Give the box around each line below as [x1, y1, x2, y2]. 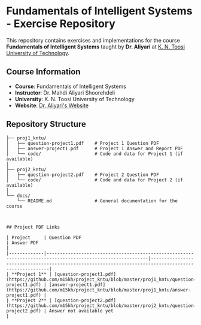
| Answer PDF [6, 239, 39, 246]
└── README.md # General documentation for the [17, 198, 178, 204]
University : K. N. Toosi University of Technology [14, 95, 135, 102]
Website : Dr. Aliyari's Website [14, 102, 89, 109]
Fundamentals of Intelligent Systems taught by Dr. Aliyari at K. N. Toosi [6, 43, 185, 50]
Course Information [6, 67, 81, 77]
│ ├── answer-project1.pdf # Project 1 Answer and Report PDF [6, 145, 184, 151]
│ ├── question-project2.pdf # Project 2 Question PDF [6, 172, 160, 178]
